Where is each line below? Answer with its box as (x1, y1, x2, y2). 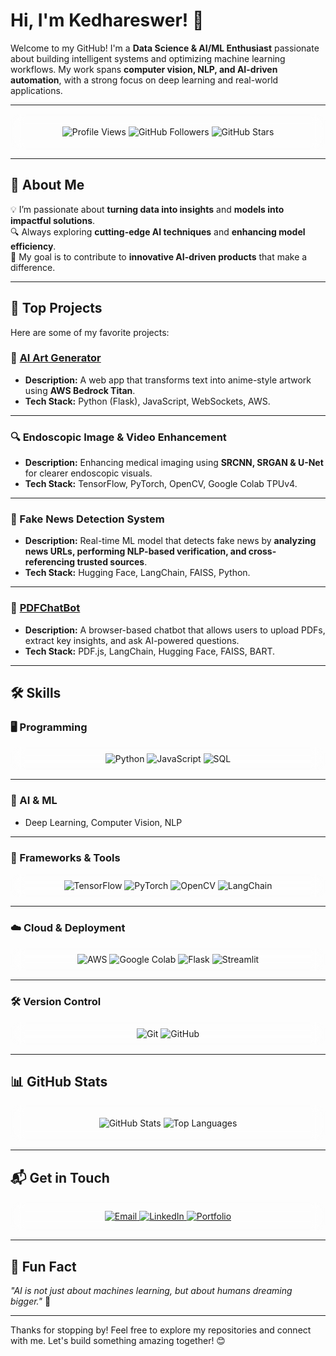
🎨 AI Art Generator (10, 351, 102, 365)
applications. (10, 84, 63, 96)
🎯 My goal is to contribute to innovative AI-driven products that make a (10, 250, 308, 263)
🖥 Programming (10, 720, 88, 734)
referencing (24, 556, 76, 568)
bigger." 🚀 (10, 1295, 52, 1308)
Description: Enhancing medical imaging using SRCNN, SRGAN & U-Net (24, 457, 324, 469)
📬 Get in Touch (10, 1169, 110, 1186)
